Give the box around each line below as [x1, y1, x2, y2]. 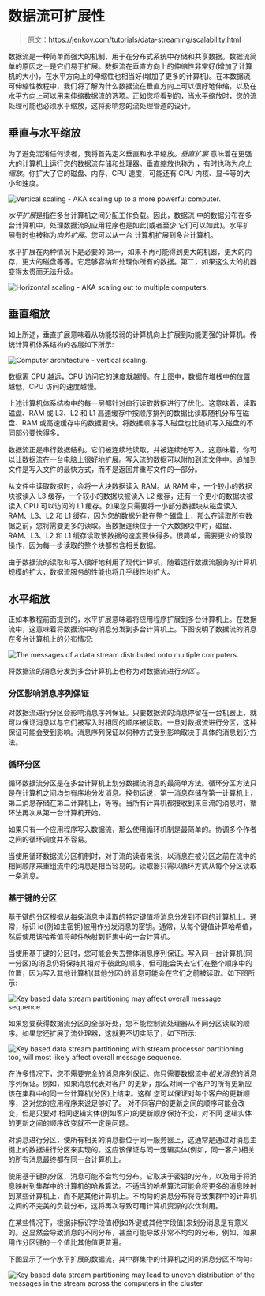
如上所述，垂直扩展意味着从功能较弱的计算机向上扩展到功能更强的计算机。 [8, 329, 250, 339]
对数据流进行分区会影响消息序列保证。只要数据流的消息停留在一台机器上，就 [8, 707, 257, 717]
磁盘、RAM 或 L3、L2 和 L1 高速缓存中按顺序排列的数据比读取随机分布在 [8, 408, 243, 418]
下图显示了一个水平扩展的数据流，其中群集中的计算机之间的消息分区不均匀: [8, 1254, 252, 1264]
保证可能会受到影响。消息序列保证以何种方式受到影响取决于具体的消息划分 [8, 727, 250, 736]
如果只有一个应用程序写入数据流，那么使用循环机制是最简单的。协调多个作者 [8, 824, 257, 833]
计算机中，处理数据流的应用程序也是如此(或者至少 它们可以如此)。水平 [14, 220, 244, 230]
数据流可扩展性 [8, 7, 106, 25]
